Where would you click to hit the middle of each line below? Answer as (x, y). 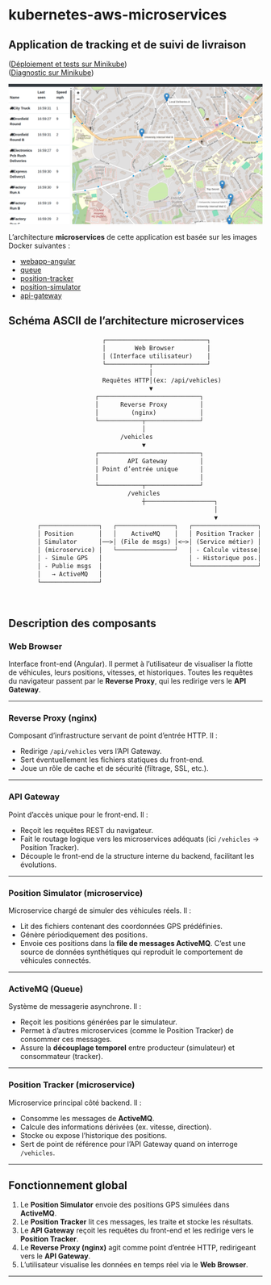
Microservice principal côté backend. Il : (75, 1103)
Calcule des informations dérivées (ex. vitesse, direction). (116, 1127)
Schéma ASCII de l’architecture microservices (126, 320)
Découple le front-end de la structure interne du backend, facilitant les (137, 856)
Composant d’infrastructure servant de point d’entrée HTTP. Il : (113, 735)
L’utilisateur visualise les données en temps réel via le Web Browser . (134, 1265)
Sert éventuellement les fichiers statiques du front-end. (112, 760)
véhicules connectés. (55, 960)
